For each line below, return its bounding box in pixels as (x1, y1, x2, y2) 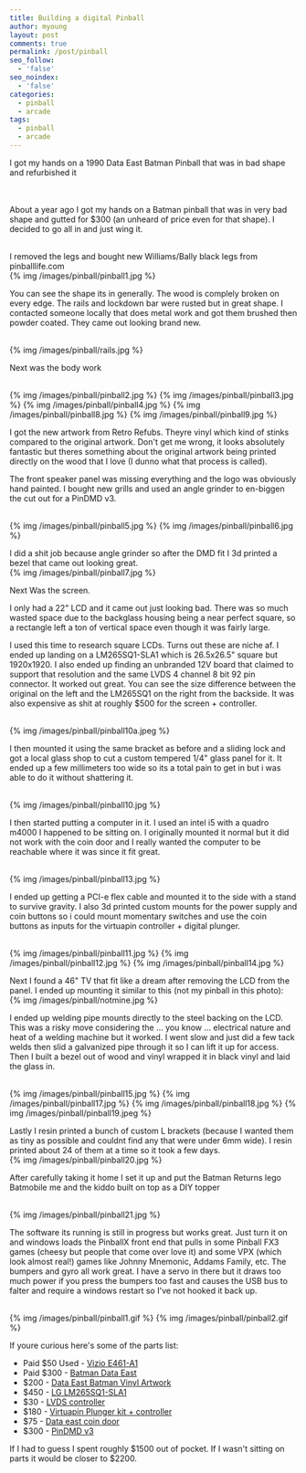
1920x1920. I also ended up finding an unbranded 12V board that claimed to (9, 658, 294, 669)
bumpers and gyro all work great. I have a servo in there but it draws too (9, 1266, 281, 1277)
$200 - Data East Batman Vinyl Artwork (22, 1376, 172, 1388)
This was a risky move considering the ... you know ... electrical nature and (9, 1022, 290, 1033)
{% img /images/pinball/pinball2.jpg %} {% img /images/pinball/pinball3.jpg (9, 389, 294, 400)
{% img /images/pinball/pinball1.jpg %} (9, 270, 156, 281)
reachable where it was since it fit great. (9, 846, 161, 857)
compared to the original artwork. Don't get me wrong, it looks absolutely (9, 436, 285, 447)
